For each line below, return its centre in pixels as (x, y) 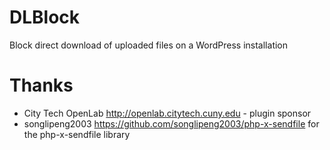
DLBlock (45, 17)
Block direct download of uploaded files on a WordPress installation (149, 45)
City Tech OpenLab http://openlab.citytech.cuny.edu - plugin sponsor (167, 113)
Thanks (41, 85)
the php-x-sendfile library (77, 134)
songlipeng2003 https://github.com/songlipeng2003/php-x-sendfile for (171, 123)
